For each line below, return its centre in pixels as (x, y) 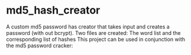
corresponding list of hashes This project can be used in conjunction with (96, 39)
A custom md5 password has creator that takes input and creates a (88, 27)
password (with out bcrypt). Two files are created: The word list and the (94, 33)
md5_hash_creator (53, 10)
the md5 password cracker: (40, 46)
